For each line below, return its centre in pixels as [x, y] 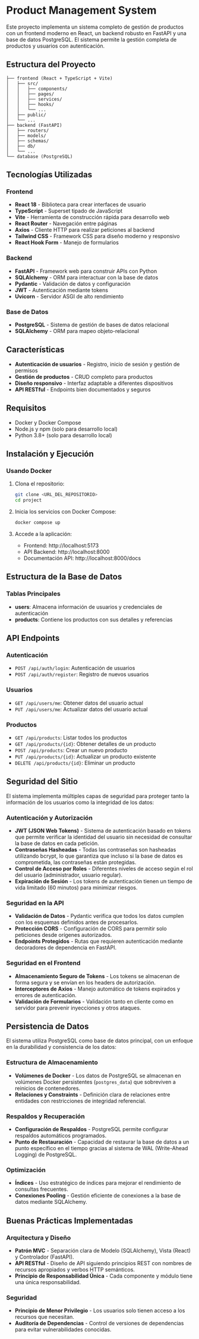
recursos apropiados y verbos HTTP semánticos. [75, 1270]
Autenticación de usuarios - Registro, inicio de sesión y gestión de [97, 364]
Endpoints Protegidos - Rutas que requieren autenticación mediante [99, 941]
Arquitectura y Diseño [39, 1238]
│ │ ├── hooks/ [30, 104]
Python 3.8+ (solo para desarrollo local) [63, 435]
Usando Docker [29, 471]
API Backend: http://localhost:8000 [67, 552]
